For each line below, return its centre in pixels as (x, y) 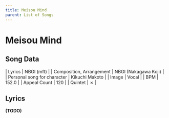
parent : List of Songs (29, 15)
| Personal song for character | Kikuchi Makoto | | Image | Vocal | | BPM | (82, 77)
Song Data (22, 59)
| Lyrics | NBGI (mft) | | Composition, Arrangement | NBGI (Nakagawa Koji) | (85, 71)
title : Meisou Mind (26, 10)
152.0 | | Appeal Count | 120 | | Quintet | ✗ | (51, 82)
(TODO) (14, 111)
